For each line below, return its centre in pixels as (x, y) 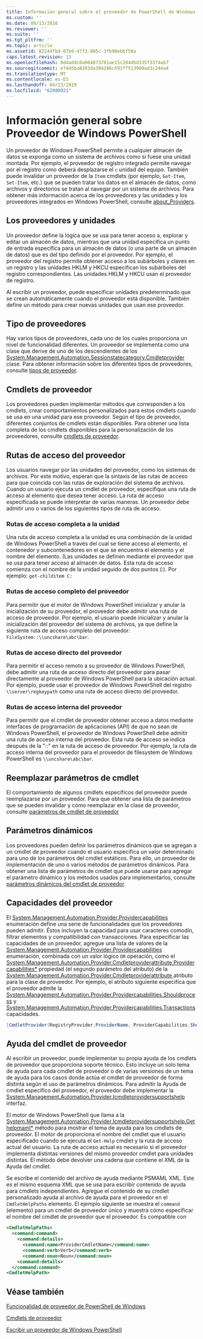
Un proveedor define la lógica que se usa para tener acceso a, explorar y (97, 235)
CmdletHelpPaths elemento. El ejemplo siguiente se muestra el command (93, 1204)
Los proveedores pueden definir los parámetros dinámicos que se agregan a (101, 845)
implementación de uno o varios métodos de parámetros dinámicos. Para (98, 864)
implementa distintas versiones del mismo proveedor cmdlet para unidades (100, 1154)
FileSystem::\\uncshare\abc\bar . (48, 637)
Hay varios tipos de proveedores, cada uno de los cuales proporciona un (97, 338)
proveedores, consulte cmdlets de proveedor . (63, 436)
